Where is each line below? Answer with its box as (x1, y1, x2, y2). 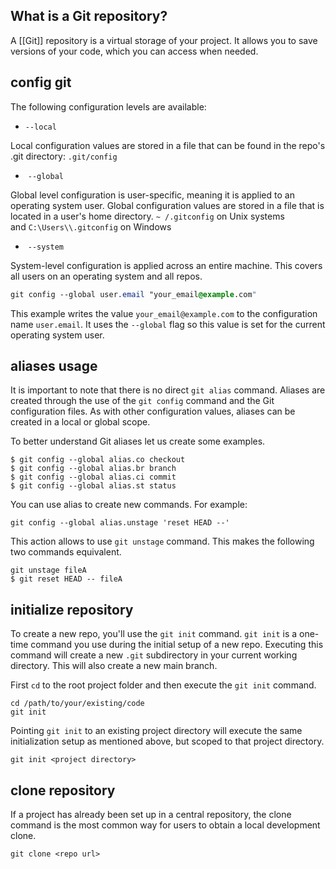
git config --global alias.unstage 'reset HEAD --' (10, 518, 230, 528)
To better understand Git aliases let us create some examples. (10, 435, 266, 448)
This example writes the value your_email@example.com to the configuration (10, 307, 318, 319)
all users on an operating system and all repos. (10, 270, 203, 282)
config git (10, 74, 72, 91)
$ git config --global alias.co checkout (10, 455, 186, 465)
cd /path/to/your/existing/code (10, 699, 145, 709)
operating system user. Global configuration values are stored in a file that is (10, 199, 325, 211)
